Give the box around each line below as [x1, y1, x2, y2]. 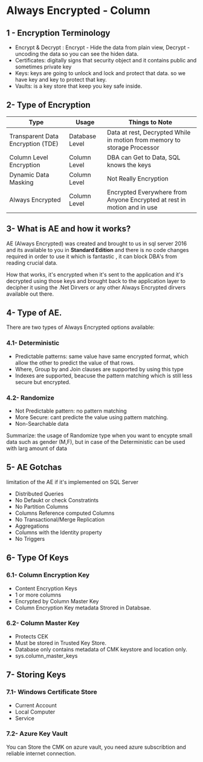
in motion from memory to [106, 136, 181, 144]
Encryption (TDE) [9, 139, 59, 148]
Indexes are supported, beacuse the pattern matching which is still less [14, 372, 193, 379]
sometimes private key [14, 63, 72, 70]
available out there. [6, 290, 54, 297]
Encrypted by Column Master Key [14, 597, 99, 605]
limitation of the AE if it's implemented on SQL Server [6, 478, 139, 485]
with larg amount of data [6, 445, 68, 452]
